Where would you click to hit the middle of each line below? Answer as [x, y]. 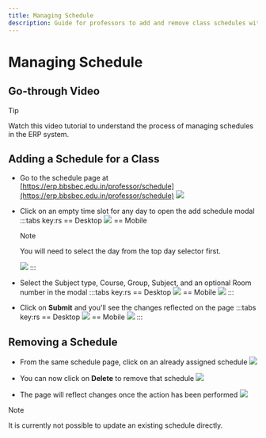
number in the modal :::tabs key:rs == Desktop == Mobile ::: [127, 292]
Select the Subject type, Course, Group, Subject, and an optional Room [135, 283]
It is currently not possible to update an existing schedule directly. [116, 425]
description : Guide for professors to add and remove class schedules [127, 23]
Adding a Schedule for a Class [84, 159]
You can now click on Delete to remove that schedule [107, 379]
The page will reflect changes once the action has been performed [129, 395]
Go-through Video [54, 91]
